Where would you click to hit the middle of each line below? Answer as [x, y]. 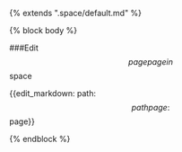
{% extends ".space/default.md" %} [75, 13]
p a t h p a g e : [151, 107]
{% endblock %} [40, 139]
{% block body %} [43, 30]
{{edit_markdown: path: [53, 93]
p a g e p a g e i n [151, 62]
